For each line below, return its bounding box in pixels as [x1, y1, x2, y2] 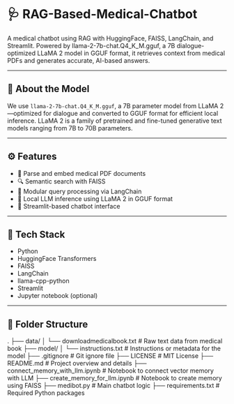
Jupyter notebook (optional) [17, 292, 98, 300]
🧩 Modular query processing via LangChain [17, 187, 142, 195]
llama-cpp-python [17, 277, 70, 285]
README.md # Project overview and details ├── [7, 359, 147, 368]
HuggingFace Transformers [17, 255, 97, 263]
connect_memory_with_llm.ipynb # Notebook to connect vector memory [7, 366, 214, 375]
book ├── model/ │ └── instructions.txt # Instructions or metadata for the [7, 344, 221, 353]
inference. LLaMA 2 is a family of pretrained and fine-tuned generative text [7, 117, 222, 125]
